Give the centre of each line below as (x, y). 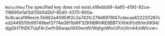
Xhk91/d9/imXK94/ (140, 23)
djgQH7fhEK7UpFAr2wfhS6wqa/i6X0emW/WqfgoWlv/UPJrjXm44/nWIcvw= (82, 28)
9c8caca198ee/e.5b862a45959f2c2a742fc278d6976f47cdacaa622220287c (83, 18)
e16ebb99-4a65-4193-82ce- (122, 7)
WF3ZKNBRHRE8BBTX (98, 23)
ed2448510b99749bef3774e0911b (40, 23)
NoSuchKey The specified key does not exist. (49, 7)
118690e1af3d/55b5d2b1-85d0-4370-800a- (50, 12)
